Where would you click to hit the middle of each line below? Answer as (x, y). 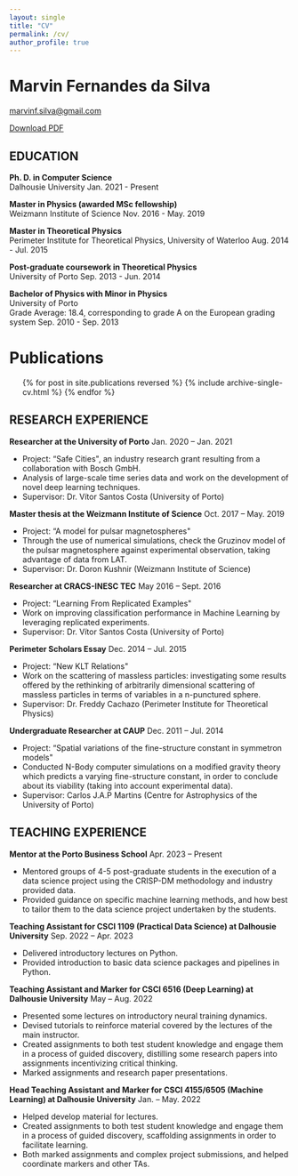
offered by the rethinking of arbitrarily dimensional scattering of (138, 685)
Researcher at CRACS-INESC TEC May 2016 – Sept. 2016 (115, 586)
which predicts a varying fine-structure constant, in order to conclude (150, 776)
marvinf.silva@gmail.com (56, 111)
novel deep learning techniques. (81, 487)
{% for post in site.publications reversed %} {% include (123, 383)
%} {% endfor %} (83, 391)
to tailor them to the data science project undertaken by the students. (149, 909)
